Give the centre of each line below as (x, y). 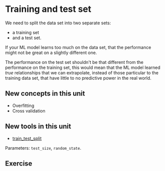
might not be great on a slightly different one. (51, 53)
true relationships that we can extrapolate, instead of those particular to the (82, 72)
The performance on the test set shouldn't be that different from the (74, 62)
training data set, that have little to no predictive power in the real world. (78, 78)
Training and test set (48, 9)
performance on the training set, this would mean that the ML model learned (83, 67)
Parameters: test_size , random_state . (43, 148)
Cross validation (29, 111)
